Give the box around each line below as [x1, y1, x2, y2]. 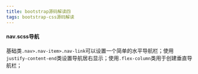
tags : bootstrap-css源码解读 [6, 14, 75, 20]
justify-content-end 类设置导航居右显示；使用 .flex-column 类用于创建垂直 [6, 54, 187, 62]
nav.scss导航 [6, 33, 40, 40]
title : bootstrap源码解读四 [6, 8, 71, 15]
